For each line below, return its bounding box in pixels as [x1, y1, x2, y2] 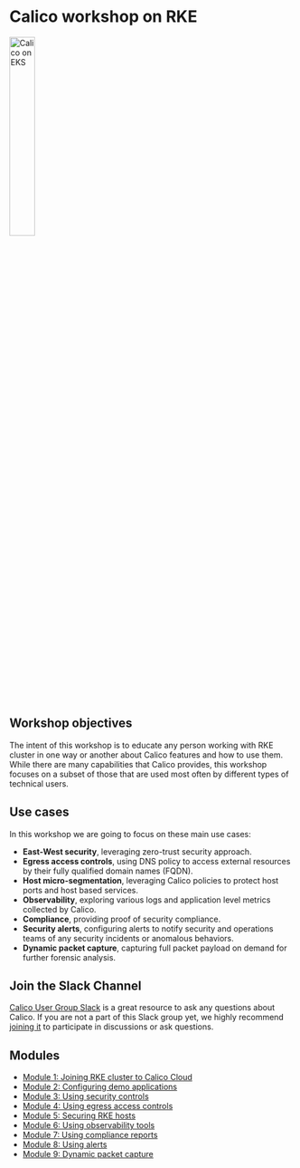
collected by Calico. [22, 903, 97, 914]
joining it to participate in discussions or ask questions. [9, 1021, 214, 1032]
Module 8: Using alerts [22, 1139, 108, 1150]
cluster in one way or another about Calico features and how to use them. [9, 749, 283, 760]
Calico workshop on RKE [9, 6, 198, 27]
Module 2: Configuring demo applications [22, 1081, 178, 1093]
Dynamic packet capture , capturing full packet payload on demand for [22, 942, 287, 953]
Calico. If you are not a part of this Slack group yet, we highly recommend [9, 1012, 285, 1023]
